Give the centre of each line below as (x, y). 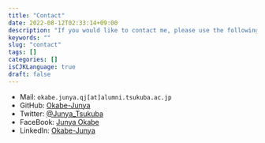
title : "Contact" (37, 15)
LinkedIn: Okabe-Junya (58, 130)
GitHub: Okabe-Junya (55, 105)
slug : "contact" (35, 45)
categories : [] (33, 60)
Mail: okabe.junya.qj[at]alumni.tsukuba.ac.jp (95, 96)
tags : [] (22, 52)
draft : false (30, 74)
